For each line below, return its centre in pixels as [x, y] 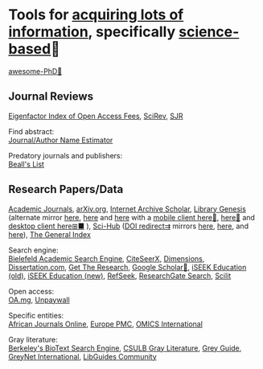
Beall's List [26, 164]
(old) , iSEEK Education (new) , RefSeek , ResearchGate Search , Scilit [120, 276]
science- [209, 32]
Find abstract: [31, 131]
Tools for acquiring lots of [96, 15]
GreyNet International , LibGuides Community [82, 356]
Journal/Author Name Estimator [61, 140]
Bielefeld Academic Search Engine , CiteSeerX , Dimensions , [107, 258]
